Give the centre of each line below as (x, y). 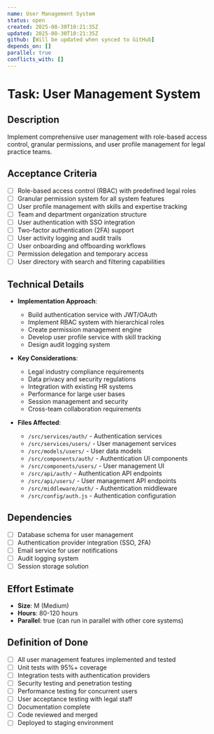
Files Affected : (39, 422)
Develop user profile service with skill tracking (94, 337)
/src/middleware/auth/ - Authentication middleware (102, 488)
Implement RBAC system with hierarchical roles (96, 322)
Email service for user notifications (67, 550)
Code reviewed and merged (57, 715)
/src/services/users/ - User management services (102, 443)
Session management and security (78, 401)
